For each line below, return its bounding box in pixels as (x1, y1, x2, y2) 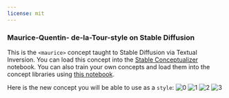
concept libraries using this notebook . (7, 70, 115, 78)
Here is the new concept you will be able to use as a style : (7, 83, 175, 91)
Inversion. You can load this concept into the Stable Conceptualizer (7, 56, 199, 64)
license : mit (7, 10, 45, 17)
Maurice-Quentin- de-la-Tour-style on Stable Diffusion (7, 32, 195, 42)
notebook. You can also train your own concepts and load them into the (7, 62, 210, 71)
